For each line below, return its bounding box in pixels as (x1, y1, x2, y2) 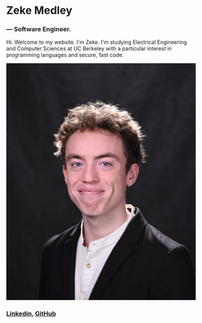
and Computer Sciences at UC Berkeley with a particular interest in (6, 45, 173, 52)
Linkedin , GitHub (6, 309, 56, 318)
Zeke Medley (6, 4, 73, 17)
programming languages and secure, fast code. (6, 52, 124, 59)
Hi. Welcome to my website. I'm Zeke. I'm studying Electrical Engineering (6, 38, 188, 46)
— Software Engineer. (6, 25, 72, 34)
